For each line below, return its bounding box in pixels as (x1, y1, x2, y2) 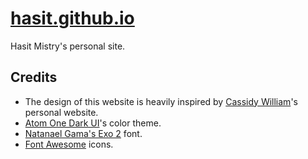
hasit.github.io (10, 7, 135, 30)
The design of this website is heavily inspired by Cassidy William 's (24, 95, 298, 107)
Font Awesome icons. (24, 138, 114, 150)
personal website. (24, 106, 99, 118)
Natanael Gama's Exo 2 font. (24, 127, 143, 139)
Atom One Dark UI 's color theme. (24, 117, 162, 129)
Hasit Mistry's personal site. (10, 40, 126, 52)
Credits (10, 69, 58, 86)
